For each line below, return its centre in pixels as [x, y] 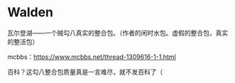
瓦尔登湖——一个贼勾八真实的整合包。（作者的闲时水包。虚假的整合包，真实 [118, 33]
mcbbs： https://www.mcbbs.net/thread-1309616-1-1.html [92, 57]
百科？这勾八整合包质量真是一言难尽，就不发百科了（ [85, 72]
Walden [31, 12]
